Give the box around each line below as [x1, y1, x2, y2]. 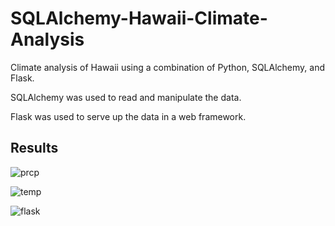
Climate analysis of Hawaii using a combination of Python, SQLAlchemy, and [10, 61, 326, 73]
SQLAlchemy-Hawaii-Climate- [10, 7, 268, 30]
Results [10, 140, 59, 157]
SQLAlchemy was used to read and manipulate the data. [10, 91, 242, 103]
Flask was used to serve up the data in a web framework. [10, 110, 247, 122]
